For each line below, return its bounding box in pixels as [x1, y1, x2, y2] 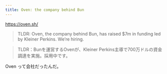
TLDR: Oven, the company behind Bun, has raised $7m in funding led [17, 30, 161, 36]
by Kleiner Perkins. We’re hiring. [17, 36, 84, 42]
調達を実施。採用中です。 [17, 52, 70, 58]
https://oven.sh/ [5, 21, 39, 27]
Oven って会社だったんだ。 [5, 63, 61, 69]
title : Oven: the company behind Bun [5, 7, 85, 12]
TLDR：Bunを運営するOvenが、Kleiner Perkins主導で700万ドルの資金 [17, 46, 162, 52]
